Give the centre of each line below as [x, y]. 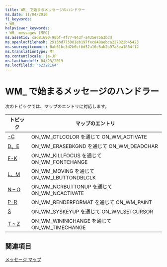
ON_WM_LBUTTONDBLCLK [63, 178]
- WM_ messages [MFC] [28, 33]
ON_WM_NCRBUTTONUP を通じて [72, 187]
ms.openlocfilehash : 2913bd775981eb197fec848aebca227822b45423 [72, 42]
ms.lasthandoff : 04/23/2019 [34, 61]
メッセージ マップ [23, 259]
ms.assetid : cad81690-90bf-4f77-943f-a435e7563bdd [59, 38]
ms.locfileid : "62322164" [32, 65]
